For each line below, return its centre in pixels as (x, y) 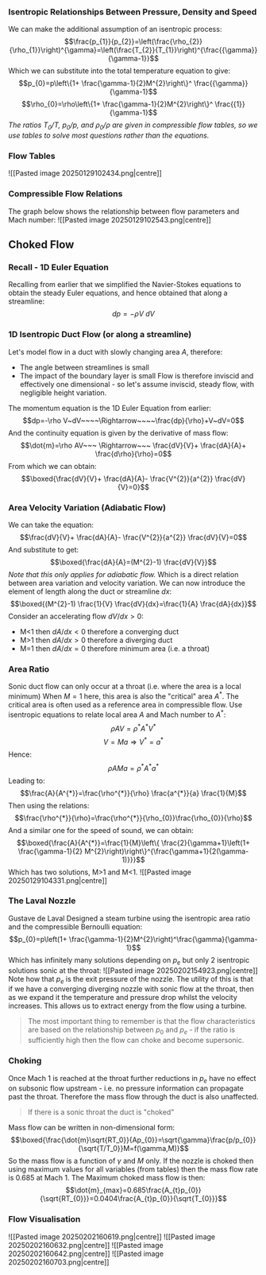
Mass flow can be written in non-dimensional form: (92, 1128)
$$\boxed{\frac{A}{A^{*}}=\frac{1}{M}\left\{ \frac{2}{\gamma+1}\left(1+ (133, 843)
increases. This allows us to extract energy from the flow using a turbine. (128, 1006)
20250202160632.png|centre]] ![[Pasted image (86, 1245)
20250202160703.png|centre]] (59, 1261)
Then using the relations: (49, 805)
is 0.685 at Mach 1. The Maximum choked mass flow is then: (107, 1178)
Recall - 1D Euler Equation (58, 267)
